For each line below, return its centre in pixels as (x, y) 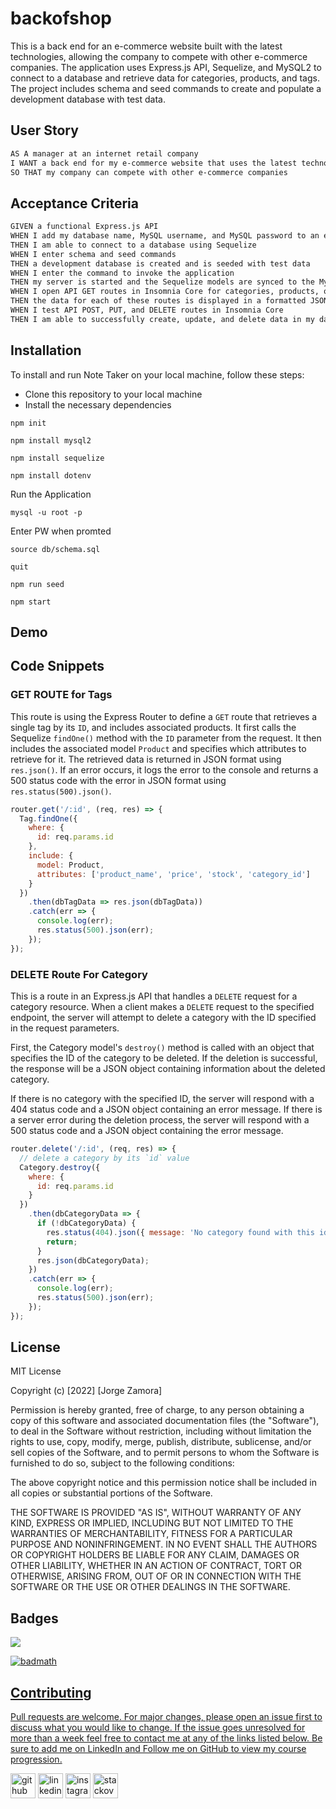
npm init (28, 423)
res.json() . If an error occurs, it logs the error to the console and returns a (164, 769)
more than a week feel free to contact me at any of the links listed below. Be (166, 1738)
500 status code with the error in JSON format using (118, 780)
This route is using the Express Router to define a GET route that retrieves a (164, 716)
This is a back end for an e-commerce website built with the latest (146, 46)
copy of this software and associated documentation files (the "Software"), (165, 1421)
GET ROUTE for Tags (61, 695)
